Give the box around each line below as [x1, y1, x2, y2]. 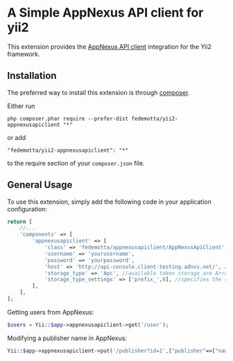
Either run [7, 102, 35, 110]
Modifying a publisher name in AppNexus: [7, 334, 127, 342]
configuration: [7, 204, 47, 213]
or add [7, 133, 26, 141]
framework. [7, 50, 40, 58]
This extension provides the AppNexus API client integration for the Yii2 [7, 42, 212, 51]
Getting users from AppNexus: [7, 308, 94, 316]
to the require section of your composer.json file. [7, 159, 145, 167]
